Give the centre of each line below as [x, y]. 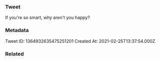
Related [15, 54]
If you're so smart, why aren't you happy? [48, 18]
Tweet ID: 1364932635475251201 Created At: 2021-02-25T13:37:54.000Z [80, 41]
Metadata [17, 30]
